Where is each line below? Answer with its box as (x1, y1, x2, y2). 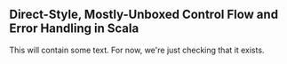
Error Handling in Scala (9, 21, 140, 36)
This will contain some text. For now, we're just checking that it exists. (9, 44, 265, 55)
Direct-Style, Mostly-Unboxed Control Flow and (9, 7, 278, 22)
